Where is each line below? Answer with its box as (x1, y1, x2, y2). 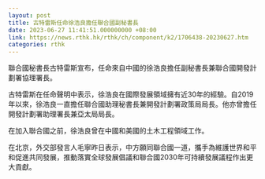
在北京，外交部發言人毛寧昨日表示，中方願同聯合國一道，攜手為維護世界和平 (8, 143, 257, 152)
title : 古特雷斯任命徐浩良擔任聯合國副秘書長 (8, 19, 140, 27)
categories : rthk (8, 41, 65, 49)
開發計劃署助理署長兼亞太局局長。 (8, 109, 119, 119)
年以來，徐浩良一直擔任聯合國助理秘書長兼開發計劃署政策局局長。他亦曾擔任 (8, 100, 257, 109)
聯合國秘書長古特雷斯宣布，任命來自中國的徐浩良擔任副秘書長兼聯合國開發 (8, 64, 250, 73)
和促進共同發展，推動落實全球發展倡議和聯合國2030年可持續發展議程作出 (8, 152, 247, 162)
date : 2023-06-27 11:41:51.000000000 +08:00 (8, 26, 157, 34)
